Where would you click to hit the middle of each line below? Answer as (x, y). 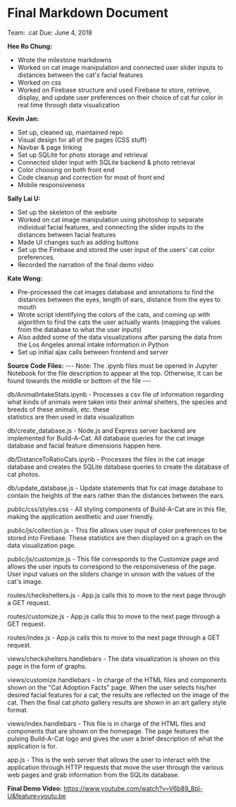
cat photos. (24, 474)
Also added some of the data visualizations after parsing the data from (120, 337)
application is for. (32, 746)
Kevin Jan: (23, 119)
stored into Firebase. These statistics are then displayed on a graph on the (115, 537)
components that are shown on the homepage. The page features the (108, 731)
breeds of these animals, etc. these (58, 409)
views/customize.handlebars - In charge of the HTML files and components (117, 680)
